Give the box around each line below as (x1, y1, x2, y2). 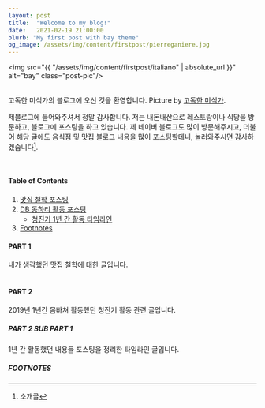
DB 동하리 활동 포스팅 (19, 204, 87, 214)
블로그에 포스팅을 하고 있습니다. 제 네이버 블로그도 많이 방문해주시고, (31, 122, 242, 132)
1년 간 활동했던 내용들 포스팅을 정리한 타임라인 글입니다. (8, 345, 180, 354)
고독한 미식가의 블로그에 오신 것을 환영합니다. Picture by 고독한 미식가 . (8, 95, 226, 105)
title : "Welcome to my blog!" (8, 19, 111, 27)
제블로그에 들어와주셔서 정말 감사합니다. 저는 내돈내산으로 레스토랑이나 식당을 (8, 112, 247, 122)
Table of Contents (8, 176, 69, 185)
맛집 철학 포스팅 (19, 194, 69, 204)
